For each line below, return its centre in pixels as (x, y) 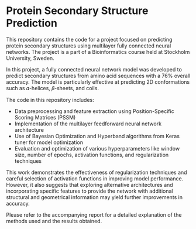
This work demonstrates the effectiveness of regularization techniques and (97, 172)
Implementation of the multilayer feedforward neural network (88, 124)
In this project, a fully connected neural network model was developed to (94, 69)
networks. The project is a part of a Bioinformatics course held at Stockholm (98, 52)
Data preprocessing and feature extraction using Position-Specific (94, 111)
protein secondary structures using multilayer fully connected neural (89, 46)
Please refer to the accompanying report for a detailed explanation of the (94, 214)
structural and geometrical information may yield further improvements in (94, 197)
